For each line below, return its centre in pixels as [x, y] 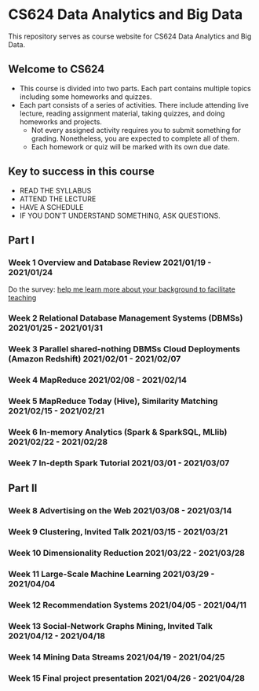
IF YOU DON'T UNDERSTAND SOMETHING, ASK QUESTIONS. [120, 215]
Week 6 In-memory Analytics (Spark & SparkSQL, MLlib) [118, 432]
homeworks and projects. [60, 121]
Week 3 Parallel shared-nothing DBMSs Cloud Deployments [124, 349]
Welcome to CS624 [57, 70]
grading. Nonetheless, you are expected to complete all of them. [135, 138]
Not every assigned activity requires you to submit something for [136, 130]
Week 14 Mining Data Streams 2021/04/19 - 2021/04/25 [117, 656]
